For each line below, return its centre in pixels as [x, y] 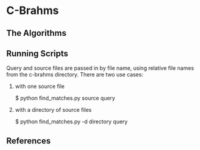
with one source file [40, 86]
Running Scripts [37, 53]
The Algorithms [36, 33]
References [28, 141]
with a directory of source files [53, 110]
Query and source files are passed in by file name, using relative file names [100, 68]
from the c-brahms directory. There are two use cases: [75, 75]
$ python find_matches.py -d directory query [71, 121]
